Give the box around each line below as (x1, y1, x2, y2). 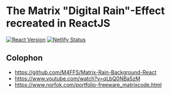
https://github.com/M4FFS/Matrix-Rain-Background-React (14, 69, 157, 76)
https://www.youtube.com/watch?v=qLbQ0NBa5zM (14, 75, 140, 82)
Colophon (6, 53, 43, 63)
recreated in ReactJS (6, 16, 110, 30)
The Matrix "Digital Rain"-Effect (6, 4, 165, 18)
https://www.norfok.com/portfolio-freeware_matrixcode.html (14, 81, 162, 88)
